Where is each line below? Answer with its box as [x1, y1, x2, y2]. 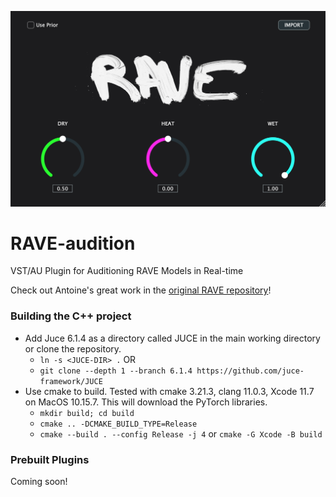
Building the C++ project [10, 309, 132, 323]
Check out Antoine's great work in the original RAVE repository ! [10, 284, 272, 296]
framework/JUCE [39, 376, 103, 386]
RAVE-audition [10, 232, 136, 255]
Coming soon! [10, 476, 68, 488]
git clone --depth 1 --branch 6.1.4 [39, 366, 193, 376]
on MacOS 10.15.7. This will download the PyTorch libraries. [24, 396, 268, 408]
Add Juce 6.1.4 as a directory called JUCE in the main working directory [24, 332, 321, 344]
